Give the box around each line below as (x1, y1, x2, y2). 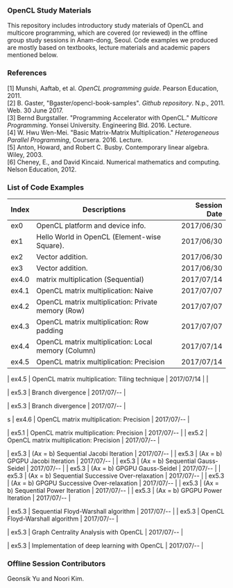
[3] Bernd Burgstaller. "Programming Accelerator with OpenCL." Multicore (7, 113, 218, 121)
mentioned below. (7, 51, 58, 59)
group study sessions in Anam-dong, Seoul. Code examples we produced (7, 36, 218, 44)
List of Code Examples (7, 183, 85, 192)
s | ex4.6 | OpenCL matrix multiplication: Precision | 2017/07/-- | (7, 415, 190, 423)
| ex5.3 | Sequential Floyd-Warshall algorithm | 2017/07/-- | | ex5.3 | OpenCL (7, 507, 225, 515)
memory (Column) (36, 346, 96, 355)
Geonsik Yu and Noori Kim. (7, 575, 85, 583)
